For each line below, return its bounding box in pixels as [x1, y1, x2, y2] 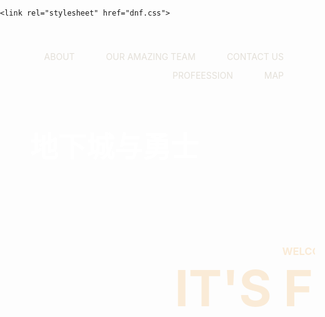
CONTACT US [226, 51, 284, 62]
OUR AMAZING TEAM [105, 51, 196, 62]
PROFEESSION [172, 70, 234, 81]
